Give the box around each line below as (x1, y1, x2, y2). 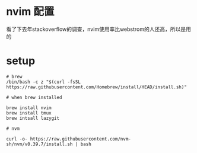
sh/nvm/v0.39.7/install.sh (6, 141, 73, 147)
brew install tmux (6, 110, 52, 116)
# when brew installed (6, 94, 62, 100)
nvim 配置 (6, 5, 55, 18)
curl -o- (6, 136, 28, 142)
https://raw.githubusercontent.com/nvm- (30, 136, 132, 142)
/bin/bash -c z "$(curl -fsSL (6, 79, 81, 85)
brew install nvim (6, 104, 52, 111)
